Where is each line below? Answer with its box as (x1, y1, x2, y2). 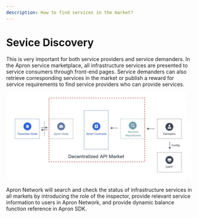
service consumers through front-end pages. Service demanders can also (6, 68, 187, 75)
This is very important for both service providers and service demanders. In (6, 55, 190, 62)
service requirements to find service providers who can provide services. (6, 81, 185, 88)
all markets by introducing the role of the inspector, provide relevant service (6, 193, 191, 200)
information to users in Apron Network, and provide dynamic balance (6, 198, 174, 206)
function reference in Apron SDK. (6, 205, 87, 212)
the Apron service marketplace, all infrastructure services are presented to (6, 62, 188, 69)
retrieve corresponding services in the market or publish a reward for (6, 74, 174, 81)
